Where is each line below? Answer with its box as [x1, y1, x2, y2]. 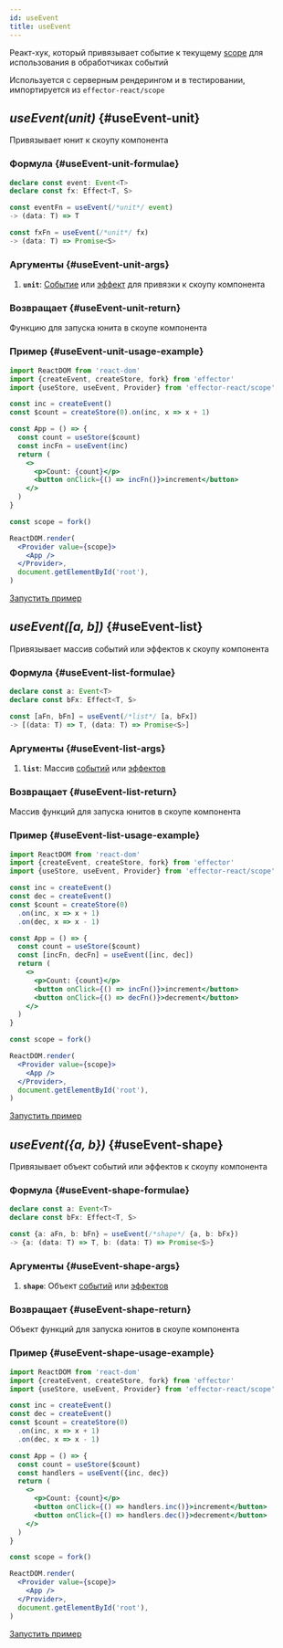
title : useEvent [9, 22, 71, 31]
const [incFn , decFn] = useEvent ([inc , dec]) [17, 950, 194, 960]
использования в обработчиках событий [9, 57, 169, 68]
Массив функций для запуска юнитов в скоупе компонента [9, 806, 242, 817]
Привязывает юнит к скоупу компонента [9, 134, 169, 146]
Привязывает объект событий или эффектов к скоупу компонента [9, 1161, 267, 1172]
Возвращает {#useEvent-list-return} [9, 785, 178, 798]
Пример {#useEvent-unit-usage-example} [9, 345, 204, 358]
